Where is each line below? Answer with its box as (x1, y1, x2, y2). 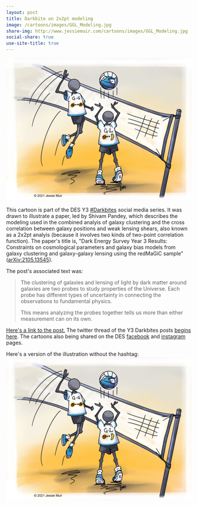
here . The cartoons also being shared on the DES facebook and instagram (6, 333, 186, 340)
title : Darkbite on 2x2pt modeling (6, 15, 94, 22)
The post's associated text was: (6, 268, 84, 275)
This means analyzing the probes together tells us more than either (20, 309, 183, 317)
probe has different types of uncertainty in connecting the (20, 291, 162, 299)
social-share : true (6, 34, 54, 41)
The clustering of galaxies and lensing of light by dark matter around (20, 279, 187, 286)
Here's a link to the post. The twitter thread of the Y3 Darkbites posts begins (6, 326, 191, 334)
